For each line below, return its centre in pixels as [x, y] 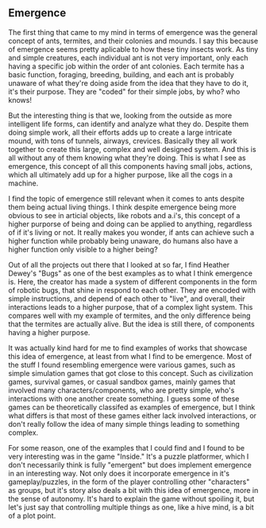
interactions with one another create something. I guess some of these [124, 398]
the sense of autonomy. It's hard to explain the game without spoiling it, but [131, 499]
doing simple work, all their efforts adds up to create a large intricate [120, 132]
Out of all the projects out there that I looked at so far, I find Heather [119, 264]
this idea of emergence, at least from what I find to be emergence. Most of [130, 356]
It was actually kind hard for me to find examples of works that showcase [128, 348]
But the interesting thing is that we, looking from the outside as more [120, 115]
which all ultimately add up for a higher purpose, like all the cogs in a [120, 174]
